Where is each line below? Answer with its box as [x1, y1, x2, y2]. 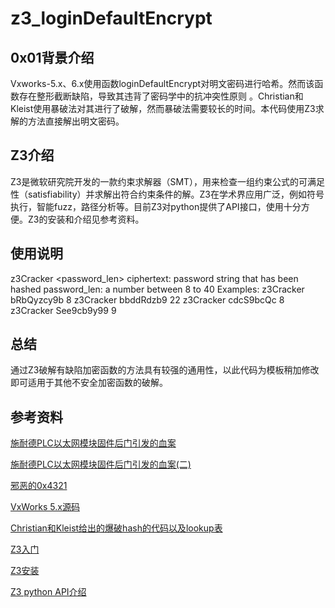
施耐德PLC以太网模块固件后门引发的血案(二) [10, 458, 192, 471]
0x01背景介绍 [10, 49, 95, 66]
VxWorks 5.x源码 [10, 501, 80, 513]
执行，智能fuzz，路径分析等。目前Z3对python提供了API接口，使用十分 [10, 200, 302, 212]
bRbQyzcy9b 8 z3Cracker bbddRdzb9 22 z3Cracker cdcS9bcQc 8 [10, 293, 285, 306]
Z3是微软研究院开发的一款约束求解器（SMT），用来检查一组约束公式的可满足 [10, 175, 326, 187]
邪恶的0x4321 [10, 480, 68, 492]
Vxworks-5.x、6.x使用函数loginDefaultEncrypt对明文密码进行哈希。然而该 [10, 78, 315, 89]
